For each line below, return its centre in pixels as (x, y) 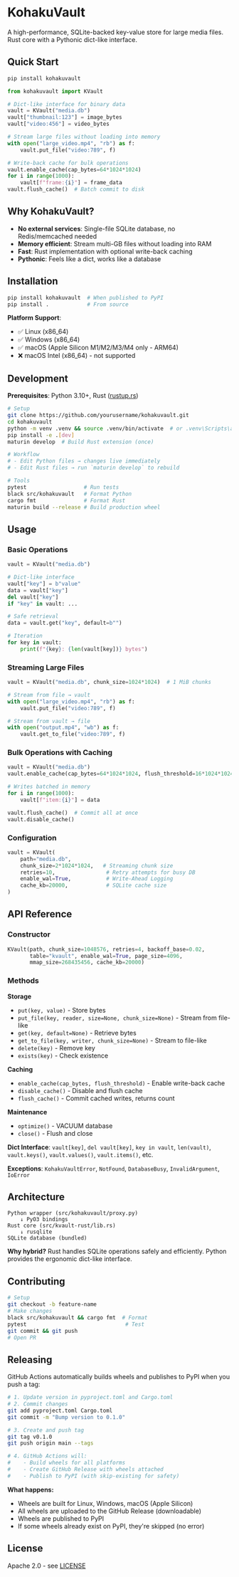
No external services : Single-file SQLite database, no (96, 228)
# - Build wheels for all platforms (67, 1463)
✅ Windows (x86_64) (49, 339)
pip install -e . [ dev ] (41, 435)
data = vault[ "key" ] (38, 590)
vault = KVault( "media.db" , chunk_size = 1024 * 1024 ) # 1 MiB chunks (110, 682)
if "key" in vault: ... (43, 603)
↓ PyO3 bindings (44, 1220)
